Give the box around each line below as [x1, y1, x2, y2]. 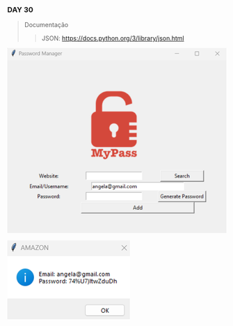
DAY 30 [7, 5, 33, 15]
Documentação [24, 21, 69, 29]
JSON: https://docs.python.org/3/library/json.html [41, 34, 184, 42]
